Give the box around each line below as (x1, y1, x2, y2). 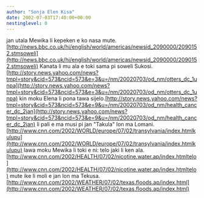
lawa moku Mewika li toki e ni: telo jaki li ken (23, 146, 135, 154)
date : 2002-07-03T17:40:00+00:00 (6, 15, 91, 21)
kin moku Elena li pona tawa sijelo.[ (19, 95, 108, 102)
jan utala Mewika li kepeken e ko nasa (6, 37, 102, 44)
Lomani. (134, 121, 155, 128)
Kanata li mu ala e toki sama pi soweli (39, 63, 133, 70)
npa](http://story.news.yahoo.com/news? (6, 82, 110, 89)
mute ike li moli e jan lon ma (10, 172, 79, 180)
